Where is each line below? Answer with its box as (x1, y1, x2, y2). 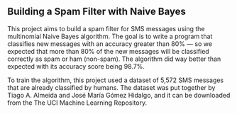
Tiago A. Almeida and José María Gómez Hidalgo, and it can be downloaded (7, 91, 231, 99)
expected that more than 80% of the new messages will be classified (7, 47, 209, 55)
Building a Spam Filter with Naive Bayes (7, 6, 186, 18)
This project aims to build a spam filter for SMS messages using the (7, 24, 205, 33)
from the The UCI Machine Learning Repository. (7, 98, 148, 107)
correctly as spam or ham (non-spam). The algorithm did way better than (7, 55, 221, 63)
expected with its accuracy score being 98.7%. (7, 62, 145, 70)
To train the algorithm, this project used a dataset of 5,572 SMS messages (7, 76, 224, 84)
